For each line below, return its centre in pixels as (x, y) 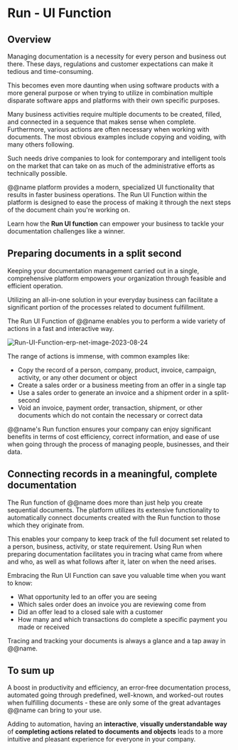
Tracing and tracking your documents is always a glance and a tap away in (117, 640)
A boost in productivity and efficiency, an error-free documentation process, (119, 687)
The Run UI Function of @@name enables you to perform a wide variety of (117, 321)
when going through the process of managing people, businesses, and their (118, 444)
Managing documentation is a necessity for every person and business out (117, 56)
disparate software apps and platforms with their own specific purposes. (114, 100)
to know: (20, 583)
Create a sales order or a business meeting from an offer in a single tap (122, 385)
